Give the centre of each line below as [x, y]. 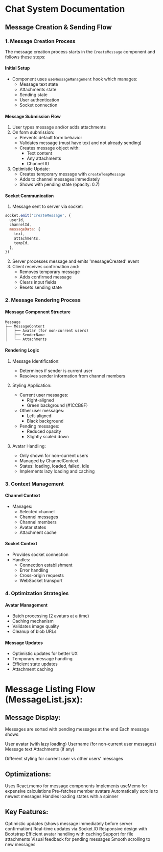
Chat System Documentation [65, 9]
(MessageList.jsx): [44, 699]
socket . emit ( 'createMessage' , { [38, 216]
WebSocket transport [41, 581]
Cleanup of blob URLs [34, 631]
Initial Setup [18, 68]
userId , [17, 220]
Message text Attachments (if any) [40, 749]
